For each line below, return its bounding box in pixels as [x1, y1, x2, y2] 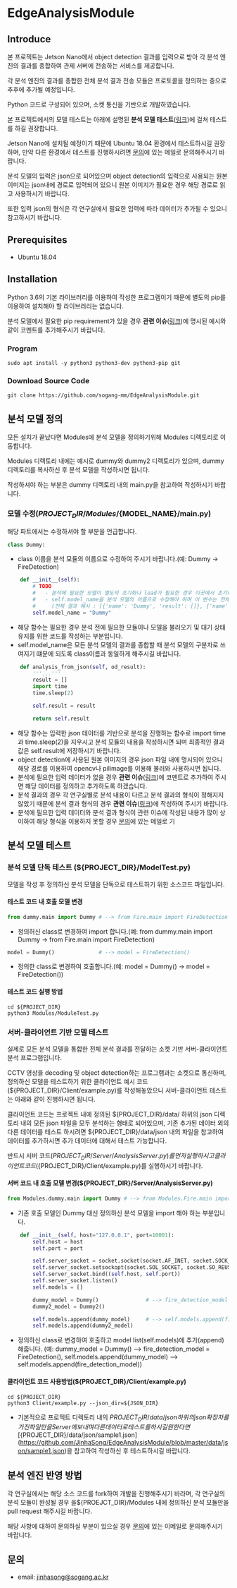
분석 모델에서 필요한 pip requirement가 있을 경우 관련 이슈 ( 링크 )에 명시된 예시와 [7, 316, 226, 325]
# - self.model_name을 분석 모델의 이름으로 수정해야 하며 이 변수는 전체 [32, 596, 230, 603]
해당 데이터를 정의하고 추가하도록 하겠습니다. [25, 781, 148, 790]
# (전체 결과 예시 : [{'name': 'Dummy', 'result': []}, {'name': [32, 602, 232, 610]
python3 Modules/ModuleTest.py [7, 1009, 99, 1017]
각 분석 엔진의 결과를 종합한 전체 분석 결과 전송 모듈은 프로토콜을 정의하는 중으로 [7, 76, 227, 85]
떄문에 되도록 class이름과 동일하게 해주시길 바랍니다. [36, 649, 181, 658]
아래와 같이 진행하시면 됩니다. [14, 1095, 96, 1103]
